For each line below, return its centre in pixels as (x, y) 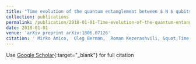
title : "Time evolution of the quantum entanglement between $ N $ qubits (99, 11)
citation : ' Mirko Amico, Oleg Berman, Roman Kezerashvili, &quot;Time (98, 38)
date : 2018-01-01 (27, 28)
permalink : (19, 22)
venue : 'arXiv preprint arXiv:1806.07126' (58, 33)
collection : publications (37, 17)
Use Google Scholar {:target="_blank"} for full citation (70, 55)
